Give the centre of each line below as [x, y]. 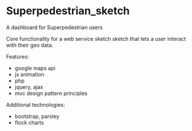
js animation [29, 74]
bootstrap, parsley [37, 116]
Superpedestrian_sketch [68, 11]
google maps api [35, 68]
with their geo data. [30, 45]
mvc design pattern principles [51, 93]
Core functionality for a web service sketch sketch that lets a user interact [96, 39]
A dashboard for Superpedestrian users [54, 27]
